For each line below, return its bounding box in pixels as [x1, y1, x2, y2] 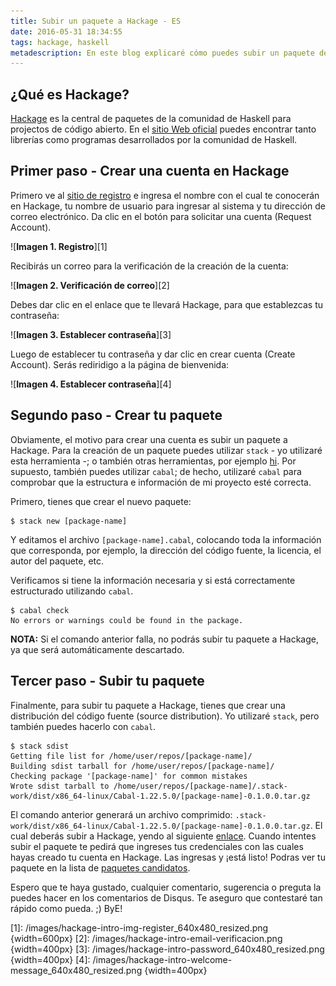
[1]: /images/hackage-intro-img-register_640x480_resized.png [10, 921, 269, 934]
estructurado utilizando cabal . [10, 585, 134, 597]
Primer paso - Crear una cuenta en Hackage [10, 163, 290, 180]
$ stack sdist [10, 741, 70, 751]
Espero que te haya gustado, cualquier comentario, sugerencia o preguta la [10, 881, 322, 893]
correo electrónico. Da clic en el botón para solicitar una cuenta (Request [10, 210, 312, 222]
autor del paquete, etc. [10, 555, 105, 567]
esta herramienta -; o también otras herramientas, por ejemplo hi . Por [10, 455, 297, 467]
